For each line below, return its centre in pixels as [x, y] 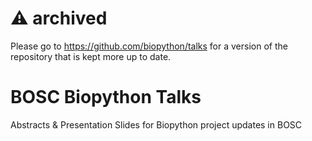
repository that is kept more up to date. [91, 56]
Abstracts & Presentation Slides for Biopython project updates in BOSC [156, 124]
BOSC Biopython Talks [106, 97]
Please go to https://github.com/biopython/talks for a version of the [149, 46]
